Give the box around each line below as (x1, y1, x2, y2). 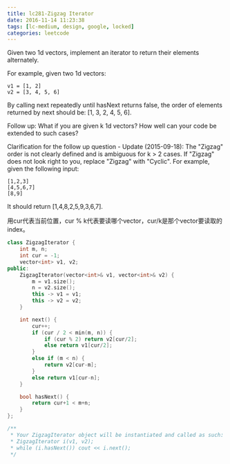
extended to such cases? (7, 129, 79, 137)
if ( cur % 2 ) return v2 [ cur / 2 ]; (44, 336, 137, 343)
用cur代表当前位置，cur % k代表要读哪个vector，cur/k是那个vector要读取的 (7, 216, 222, 225)
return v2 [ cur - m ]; (44, 361, 97, 368)
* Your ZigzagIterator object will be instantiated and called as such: (10, 431, 224, 438)
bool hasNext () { (19, 393, 70, 400)
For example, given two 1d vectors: (7, 69, 106, 78)
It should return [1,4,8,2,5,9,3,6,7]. (7, 203, 104, 211)
